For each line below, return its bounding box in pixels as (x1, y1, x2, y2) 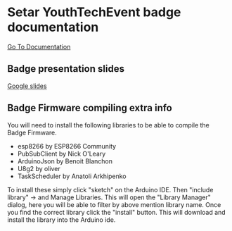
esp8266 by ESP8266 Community (17, 142, 117, 150)
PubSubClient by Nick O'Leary (17, 149, 106, 158)
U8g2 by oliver (17, 164, 61, 173)
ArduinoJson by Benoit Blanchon (17, 156, 113, 166)
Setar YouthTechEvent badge (7, 4, 181, 20)
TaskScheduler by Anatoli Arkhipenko (17, 172, 127, 180)
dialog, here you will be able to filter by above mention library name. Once (7, 200, 221, 208)
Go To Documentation (7, 42, 71, 51)
